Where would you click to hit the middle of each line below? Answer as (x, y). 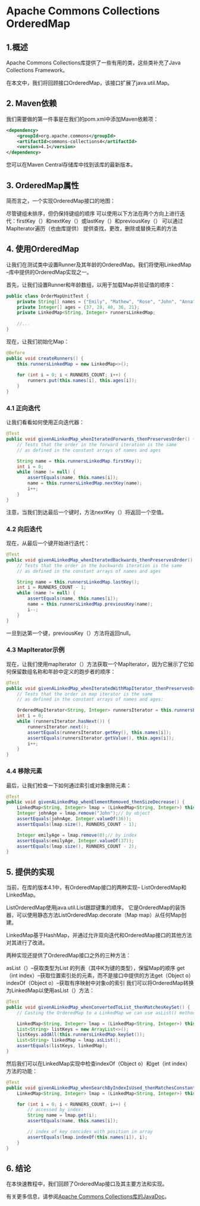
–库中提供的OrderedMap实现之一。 (49, 272)
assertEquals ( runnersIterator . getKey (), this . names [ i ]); (99, 732)
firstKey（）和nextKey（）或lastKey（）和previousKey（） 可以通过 (100, 221)
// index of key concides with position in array (90, 1132)
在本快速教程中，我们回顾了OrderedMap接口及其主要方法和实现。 (87, 1184)
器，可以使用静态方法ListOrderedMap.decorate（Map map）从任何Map (94, 915)
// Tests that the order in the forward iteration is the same (97, 444)
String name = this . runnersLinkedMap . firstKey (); (80, 461)
